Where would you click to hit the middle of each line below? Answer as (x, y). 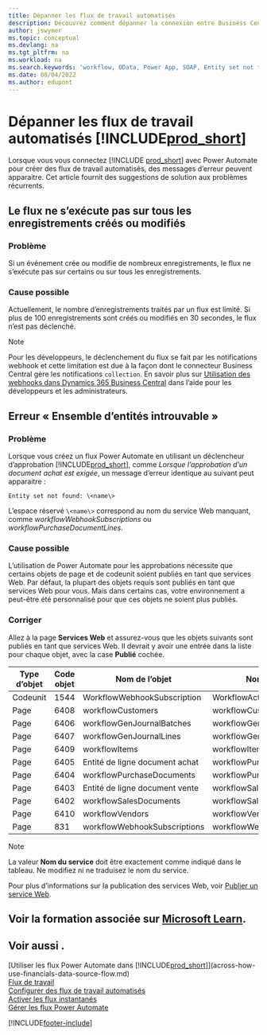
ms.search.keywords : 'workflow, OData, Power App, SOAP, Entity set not (131, 68)
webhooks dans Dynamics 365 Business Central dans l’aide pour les (120, 383)
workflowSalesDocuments (132, 800)
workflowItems (110, 749)
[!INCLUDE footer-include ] (50, 1022)
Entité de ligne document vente (141, 788)
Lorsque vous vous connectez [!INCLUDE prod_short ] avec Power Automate (133, 161)
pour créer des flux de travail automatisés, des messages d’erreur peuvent (130, 169)
